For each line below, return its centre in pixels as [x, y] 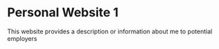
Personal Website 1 [63, 13]
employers [22, 38]
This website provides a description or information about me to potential [110, 31]
